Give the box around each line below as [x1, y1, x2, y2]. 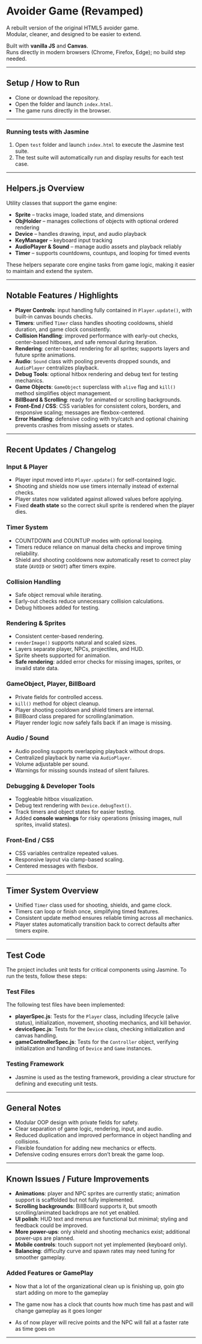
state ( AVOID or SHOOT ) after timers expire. [14, 563, 116, 570]
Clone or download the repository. [14, 94, 100, 101]
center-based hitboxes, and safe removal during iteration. [14, 338, 158, 345]
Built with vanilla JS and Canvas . [6, 42, 88, 49]
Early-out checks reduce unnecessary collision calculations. [14, 597, 164, 605]
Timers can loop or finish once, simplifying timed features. [14, 908, 160, 915]
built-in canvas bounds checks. [14, 313, 93, 320]
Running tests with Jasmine [6, 128, 89, 136]
